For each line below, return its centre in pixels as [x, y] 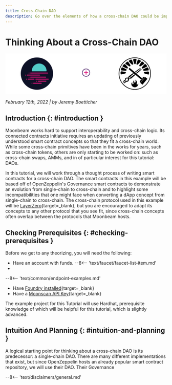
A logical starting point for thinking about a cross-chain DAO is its [74, 351]
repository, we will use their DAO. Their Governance [60, 367]
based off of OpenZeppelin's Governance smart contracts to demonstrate [83, 184]
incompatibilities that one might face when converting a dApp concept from [85, 195]
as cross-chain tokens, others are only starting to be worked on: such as [82, 152]
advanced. [17, 314]
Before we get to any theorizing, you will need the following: [69, 253]
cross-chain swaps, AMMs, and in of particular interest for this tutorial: [80, 158]
